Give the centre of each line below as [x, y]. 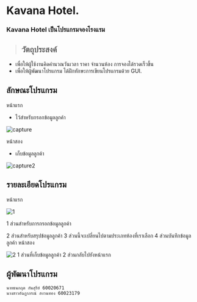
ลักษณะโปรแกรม [32, 90]
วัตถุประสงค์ [39, 49]
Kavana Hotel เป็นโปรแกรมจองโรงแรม [56, 30]
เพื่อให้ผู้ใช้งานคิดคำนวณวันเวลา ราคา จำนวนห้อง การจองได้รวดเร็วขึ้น [84, 64]
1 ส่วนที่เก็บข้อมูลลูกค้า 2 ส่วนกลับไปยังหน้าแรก [64, 255]
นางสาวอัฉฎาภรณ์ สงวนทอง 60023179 [43, 293]
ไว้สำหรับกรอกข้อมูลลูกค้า [40, 117]
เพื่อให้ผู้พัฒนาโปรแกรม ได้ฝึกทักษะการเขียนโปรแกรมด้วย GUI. [78, 71]
